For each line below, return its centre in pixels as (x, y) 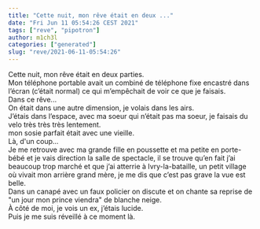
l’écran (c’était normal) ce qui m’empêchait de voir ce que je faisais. (117, 91)
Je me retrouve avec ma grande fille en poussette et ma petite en (114, 150)
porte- (231, 150)
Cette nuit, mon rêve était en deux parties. (76, 74)
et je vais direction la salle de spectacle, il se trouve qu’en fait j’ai (131, 158)
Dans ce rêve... (33, 100)
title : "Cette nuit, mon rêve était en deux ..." (91, 15)
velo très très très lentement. (55, 124)
